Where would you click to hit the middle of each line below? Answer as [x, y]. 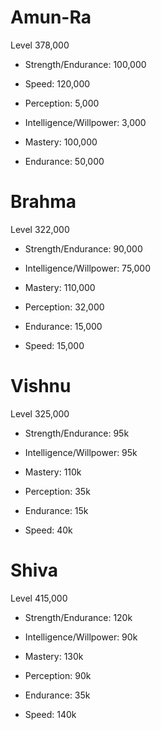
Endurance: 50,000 [64, 161]
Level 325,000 [40, 413]
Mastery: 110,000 [60, 287]
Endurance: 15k [56, 510]
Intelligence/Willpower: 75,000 [88, 268]
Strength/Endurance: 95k [77, 433]
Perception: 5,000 [62, 103]
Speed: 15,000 [54, 345]
